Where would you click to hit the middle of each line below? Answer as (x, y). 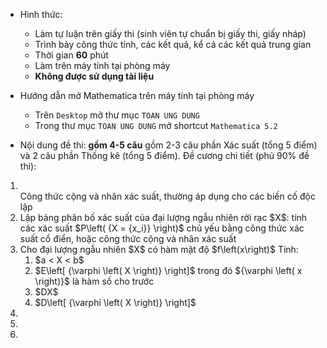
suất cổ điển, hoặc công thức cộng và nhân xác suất (128, 238)
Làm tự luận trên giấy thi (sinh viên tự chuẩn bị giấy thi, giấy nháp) (170, 33)
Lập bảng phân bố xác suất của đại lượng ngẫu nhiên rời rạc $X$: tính (163, 217)
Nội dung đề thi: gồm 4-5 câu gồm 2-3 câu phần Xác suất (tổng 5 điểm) (168, 145)
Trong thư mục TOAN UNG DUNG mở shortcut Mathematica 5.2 (156, 125)
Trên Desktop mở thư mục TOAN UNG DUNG (117, 115)
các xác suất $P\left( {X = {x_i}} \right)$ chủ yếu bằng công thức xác (162, 228)
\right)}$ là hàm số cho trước (94, 281)
